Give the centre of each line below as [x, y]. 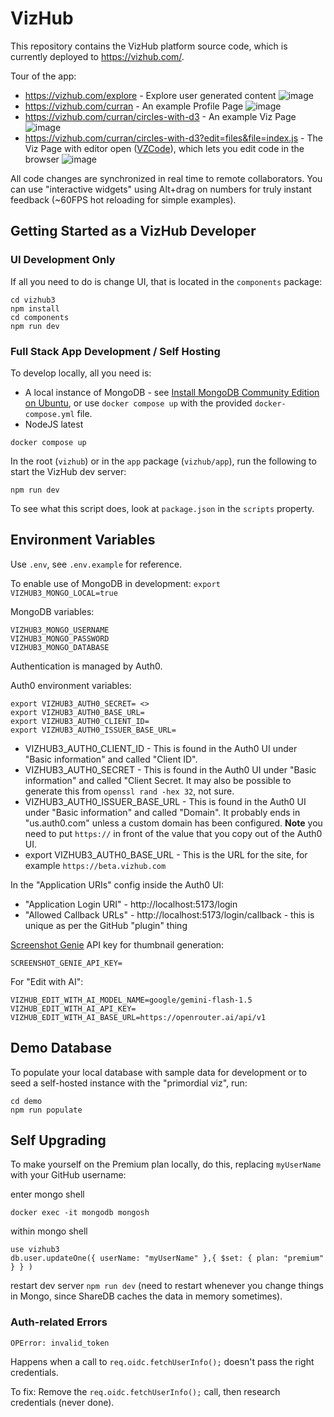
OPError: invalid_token [60, 1343]
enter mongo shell [47, 1194]
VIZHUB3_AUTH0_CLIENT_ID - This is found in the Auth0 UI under [161, 748]
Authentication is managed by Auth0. [86, 666]
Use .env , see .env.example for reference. [96, 564]
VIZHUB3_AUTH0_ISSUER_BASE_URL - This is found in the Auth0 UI [165, 801]
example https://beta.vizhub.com [95, 865]
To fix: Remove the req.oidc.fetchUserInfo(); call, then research [145, 1391]
